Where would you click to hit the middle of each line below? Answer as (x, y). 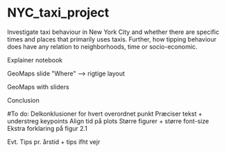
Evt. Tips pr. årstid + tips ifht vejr (54, 142)
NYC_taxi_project (58, 13)
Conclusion (24, 100)
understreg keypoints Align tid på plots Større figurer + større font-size (108, 121)
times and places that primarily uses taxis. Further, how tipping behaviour (112, 39)
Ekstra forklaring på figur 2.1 (47, 128)
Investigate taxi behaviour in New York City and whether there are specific (113, 32)
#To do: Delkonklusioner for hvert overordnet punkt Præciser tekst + (105, 114)
